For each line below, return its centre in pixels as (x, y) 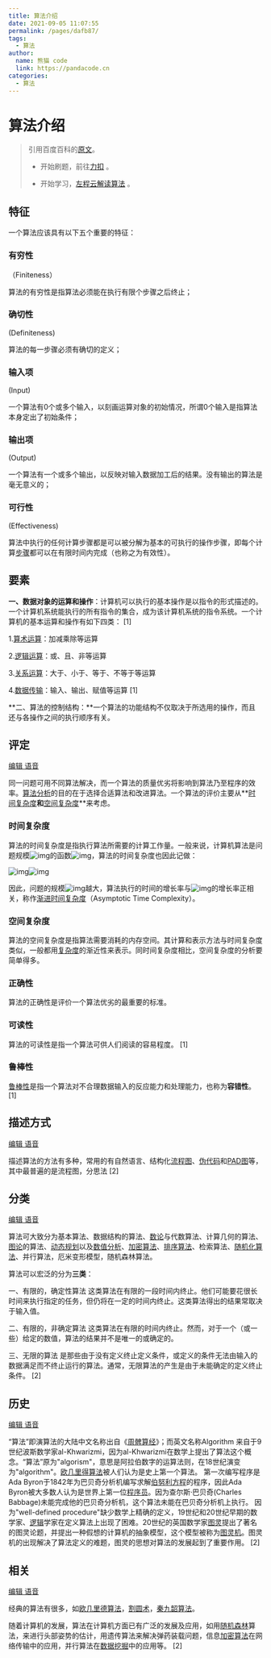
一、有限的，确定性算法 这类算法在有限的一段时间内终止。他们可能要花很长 (133, 1291)
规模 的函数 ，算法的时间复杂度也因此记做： (106, 855)
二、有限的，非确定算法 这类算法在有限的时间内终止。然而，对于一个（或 (129, 1328)
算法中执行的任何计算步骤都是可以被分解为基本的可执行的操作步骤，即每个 (132, 542)
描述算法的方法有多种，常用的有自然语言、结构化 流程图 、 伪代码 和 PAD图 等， (135, 1160)
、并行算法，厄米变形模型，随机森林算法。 (86, 1257)
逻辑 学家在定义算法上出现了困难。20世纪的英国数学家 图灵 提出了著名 (144, 1523)
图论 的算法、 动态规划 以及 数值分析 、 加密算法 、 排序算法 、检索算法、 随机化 (132, 1247)
